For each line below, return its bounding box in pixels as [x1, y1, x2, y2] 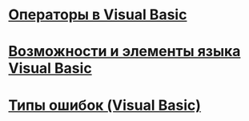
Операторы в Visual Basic [8, 6, 187, 24]
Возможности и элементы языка [8, 42, 241, 61]
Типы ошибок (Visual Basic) [8, 96, 202, 114]
